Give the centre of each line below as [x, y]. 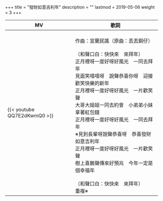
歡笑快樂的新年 [92, 83]
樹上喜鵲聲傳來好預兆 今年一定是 [114, 163]
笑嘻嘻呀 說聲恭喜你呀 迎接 [119, 76]
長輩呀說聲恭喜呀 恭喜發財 [120, 134]
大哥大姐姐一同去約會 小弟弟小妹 [114, 105]
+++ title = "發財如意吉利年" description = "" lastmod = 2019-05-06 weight [80, 7]
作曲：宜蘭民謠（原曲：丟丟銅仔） [114, 41]
